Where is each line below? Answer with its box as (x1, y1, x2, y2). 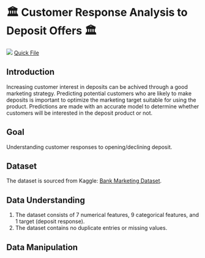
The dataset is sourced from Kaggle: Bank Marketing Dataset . (6, 177, 162, 184)
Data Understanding (6, 195, 86, 205)
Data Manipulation (6, 242, 78, 252)
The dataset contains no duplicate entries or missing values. (15, 224, 168, 232)
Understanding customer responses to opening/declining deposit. (6, 143, 173, 151)
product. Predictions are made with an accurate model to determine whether (6, 102, 199, 110)
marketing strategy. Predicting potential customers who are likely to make (6, 89, 192, 97)
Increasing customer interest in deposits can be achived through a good (6, 83, 188, 90)
